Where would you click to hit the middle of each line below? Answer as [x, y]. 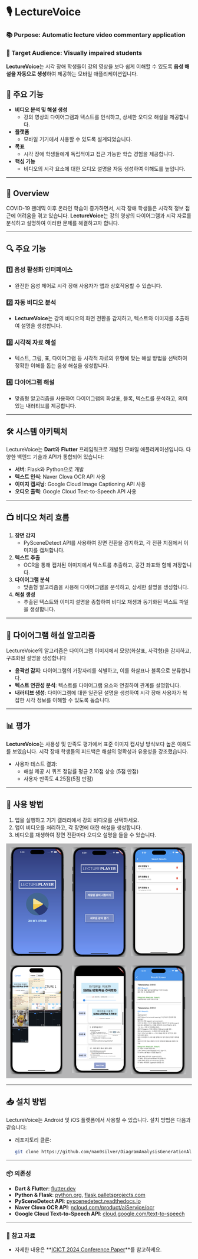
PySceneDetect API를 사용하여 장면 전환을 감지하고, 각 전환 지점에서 [103, 543]
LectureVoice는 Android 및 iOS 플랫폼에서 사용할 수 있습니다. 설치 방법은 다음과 [98, 1120]
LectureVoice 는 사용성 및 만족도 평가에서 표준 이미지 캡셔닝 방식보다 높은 [91, 744]
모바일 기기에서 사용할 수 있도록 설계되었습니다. [78, 139]
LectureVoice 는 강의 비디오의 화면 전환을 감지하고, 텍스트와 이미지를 [94, 318]
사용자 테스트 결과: [36, 764]
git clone [27, 1151]
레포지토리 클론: [33, 1140]
